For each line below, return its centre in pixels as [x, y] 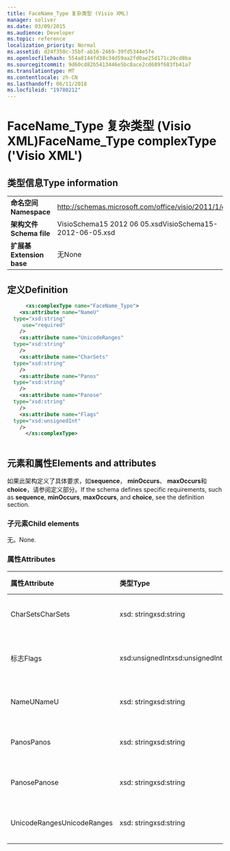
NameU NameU [35, 701]
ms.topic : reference [37, 39]
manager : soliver [32, 20]
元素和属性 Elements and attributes [82, 463]
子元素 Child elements [43, 523]
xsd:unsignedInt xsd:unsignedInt [171, 658]
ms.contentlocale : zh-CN [42, 77]
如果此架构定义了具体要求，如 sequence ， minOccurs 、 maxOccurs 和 [107, 481]
